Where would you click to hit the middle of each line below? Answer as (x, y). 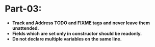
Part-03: (23, 9)
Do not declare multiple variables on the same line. (67, 39)
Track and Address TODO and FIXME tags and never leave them (81, 23)
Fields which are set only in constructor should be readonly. (77, 33)
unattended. (25, 28)
